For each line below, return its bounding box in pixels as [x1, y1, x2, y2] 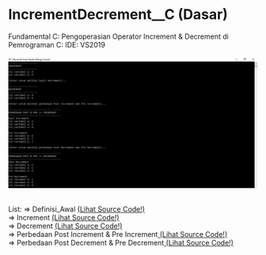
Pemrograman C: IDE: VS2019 [8, 39, 105, 49]
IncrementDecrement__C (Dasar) [8, 6, 228, 24]
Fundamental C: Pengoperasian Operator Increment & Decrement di [8, 32, 230, 41]
